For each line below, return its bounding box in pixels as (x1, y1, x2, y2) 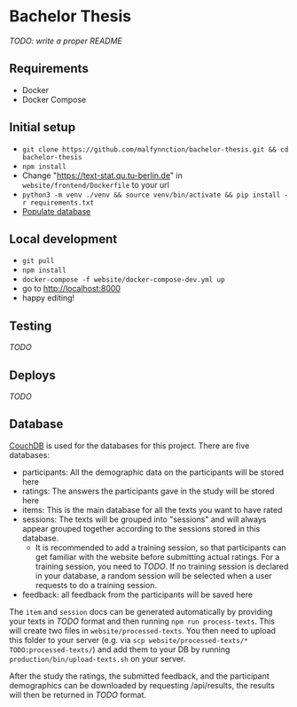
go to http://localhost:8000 (21, 284, 121, 294)
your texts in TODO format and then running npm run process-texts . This (9, 616, 276, 626)
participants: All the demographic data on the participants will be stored (21, 467, 285, 478)
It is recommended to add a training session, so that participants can (35, 542, 286, 553)
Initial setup (9, 120, 76, 135)
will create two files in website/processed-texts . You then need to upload (9, 625, 277, 635)
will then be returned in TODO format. (9, 689, 147, 700)
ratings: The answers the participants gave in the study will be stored (21, 486, 275, 496)
